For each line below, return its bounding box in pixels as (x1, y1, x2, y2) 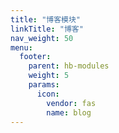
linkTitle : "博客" (10, 24, 84, 34)
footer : (19, 52, 52, 62)
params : (28, 80, 60, 90)
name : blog (46, 107, 92, 118)
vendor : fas (46, 98, 97, 108)
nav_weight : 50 (10, 33, 74, 43)
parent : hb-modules (28, 61, 110, 71)
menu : (10, 42, 33, 53)
